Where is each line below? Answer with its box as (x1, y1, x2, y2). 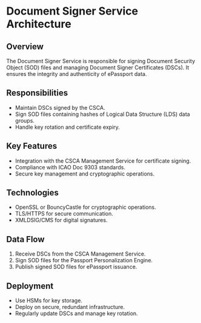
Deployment (6, 280, 54, 291)
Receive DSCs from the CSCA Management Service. (15, 250, 146, 257)
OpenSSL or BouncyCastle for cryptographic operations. (15, 203, 156, 211)
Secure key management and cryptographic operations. (15, 170, 155, 177)
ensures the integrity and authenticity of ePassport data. (6, 70, 147, 77)
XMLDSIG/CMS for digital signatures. (15, 217, 108, 224)
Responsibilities (6, 88, 68, 98)
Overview (6, 41, 44, 52)
